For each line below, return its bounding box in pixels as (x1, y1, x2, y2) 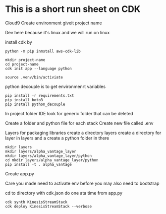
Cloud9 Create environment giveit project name (5, 20, 103, 26)
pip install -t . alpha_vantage (5, 162, 72, 167)
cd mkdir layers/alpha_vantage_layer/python (5, 157, 99, 162)
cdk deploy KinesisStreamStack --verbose (5, 204, 92, 209)
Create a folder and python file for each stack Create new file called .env (5, 120, 154, 126)
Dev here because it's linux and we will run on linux (5, 29, 110, 35)
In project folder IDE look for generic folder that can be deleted (5, 110, 133, 116)
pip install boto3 (5, 97, 43, 102)
